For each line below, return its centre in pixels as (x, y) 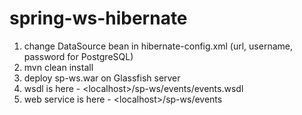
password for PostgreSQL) (78, 56)
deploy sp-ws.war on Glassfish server (102, 78)
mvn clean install (58, 67)
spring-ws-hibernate (98, 18)
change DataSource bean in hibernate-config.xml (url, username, (158, 46)
